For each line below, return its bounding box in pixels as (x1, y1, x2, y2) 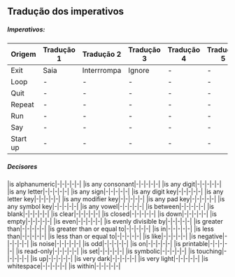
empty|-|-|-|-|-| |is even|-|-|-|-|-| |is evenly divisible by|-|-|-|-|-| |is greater (7, 217, 224, 226)
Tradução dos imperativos (7, 6, 124, 18)
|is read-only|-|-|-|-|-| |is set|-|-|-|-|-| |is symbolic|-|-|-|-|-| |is (15, 247, 196, 255)
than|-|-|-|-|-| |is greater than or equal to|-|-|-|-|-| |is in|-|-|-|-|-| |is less (7, 224, 215, 234)
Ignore (128, 66, 150, 76)
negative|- (197, 232, 228, 241)
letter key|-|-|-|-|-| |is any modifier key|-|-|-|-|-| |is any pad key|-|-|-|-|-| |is (7, 195, 225, 203)
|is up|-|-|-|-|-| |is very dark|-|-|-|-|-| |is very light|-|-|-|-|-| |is (30, 255, 208, 263)
